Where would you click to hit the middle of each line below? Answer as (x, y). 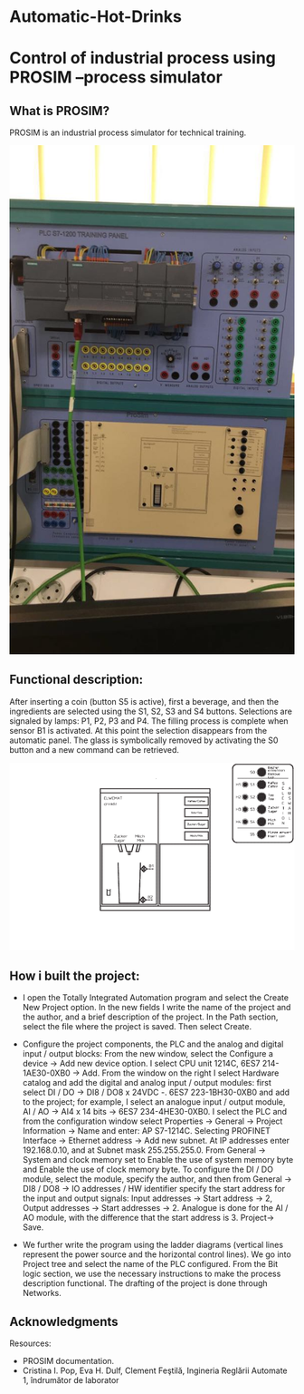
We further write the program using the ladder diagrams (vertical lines (152, 1245)
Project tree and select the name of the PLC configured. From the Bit (150, 1264)
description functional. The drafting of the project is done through (145, 1283)
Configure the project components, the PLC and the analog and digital (153, 1044)
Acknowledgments (64, 1321)
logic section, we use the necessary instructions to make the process (152, 1274)
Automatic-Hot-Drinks (96, 17)
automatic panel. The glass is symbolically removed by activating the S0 (144, 740)
